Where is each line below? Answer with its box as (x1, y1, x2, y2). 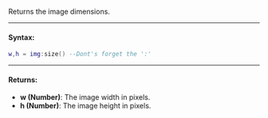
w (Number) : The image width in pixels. (19, 92, 151, 102)
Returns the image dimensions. (8, 7, 110, 16)
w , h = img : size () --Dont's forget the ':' (8, 50, 152, 58)
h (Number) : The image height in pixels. (19, 101, 152, 111)
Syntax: (8, 32, 35, 42)
